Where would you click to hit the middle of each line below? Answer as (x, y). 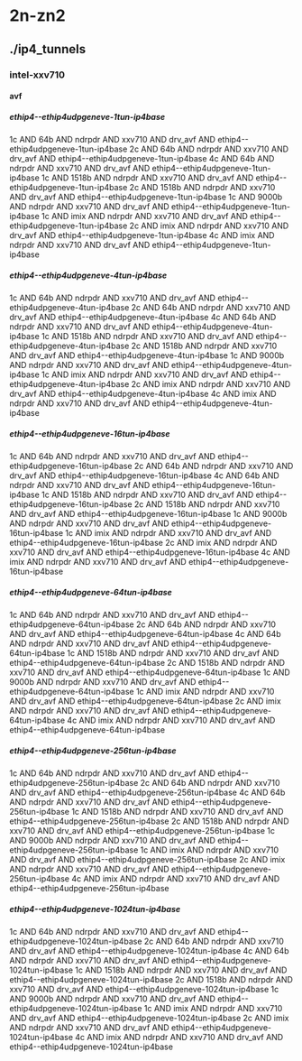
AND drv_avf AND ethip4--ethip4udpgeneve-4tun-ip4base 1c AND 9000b (147, 355)
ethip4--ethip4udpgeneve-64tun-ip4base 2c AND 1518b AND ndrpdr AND (147, 662)
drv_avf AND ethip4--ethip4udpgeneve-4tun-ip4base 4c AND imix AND (143, 394)
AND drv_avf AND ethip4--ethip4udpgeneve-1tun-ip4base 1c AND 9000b (146, 197)
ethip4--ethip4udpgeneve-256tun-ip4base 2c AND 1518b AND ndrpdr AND (149, 821)
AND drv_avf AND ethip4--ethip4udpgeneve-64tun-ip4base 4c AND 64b (145, 633)
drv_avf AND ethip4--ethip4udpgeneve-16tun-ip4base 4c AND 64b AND (144, 475)
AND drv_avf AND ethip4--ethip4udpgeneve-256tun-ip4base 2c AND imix (147, 859)
